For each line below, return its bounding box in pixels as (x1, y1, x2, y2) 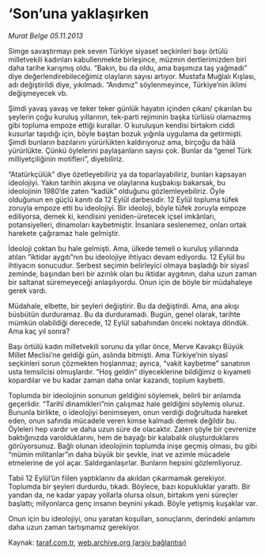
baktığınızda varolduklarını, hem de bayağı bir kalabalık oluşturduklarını (8, 432, 240, 442)
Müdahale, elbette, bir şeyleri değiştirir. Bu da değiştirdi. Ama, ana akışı (8, 301, 240, 310)
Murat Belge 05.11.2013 (8, 31, 83, 40)
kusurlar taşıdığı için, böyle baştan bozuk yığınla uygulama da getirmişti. (8, 128, 243, 139)
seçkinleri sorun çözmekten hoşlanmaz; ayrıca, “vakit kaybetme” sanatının (8, 358, 251, 368)
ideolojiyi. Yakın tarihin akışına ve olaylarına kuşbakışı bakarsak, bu (8, 177, 225, 187)
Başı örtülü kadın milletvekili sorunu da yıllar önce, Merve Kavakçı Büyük (8, 341, 244, 351)
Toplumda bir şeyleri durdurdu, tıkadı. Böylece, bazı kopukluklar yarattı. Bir (8, 481, 251, 491)
